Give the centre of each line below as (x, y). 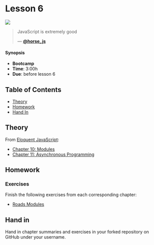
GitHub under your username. (35, 237)
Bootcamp (23, 64)
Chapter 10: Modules (33, 149)
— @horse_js (31, 41)
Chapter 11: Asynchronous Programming (53, 154)
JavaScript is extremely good (47, 31)
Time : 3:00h (25, 69)
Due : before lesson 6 (34, 74)
